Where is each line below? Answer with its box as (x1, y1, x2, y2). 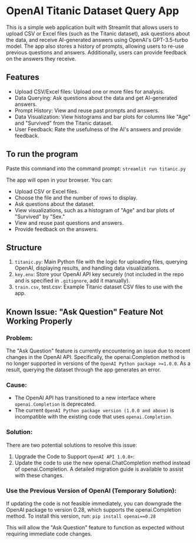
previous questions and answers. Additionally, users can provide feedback (6, 49, 187, 56)
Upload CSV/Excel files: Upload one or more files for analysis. (14, 88, 165, 95)
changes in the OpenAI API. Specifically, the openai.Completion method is (6, 354, 185, 361)
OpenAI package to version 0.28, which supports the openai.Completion (6, 506, 181, 513)
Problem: (6, 334, 33, 342)
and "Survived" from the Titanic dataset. (14, 119, 113, 127)
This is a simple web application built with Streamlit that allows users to (6, 24, 179, 31)
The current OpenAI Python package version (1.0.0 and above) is (14, 407, 175, 414)
